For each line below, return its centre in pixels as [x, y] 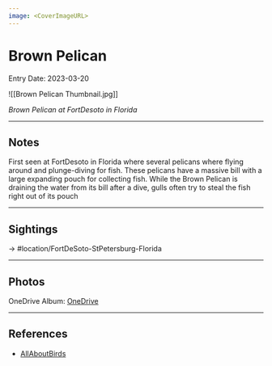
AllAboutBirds [43, 353]
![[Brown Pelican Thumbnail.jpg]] [64, 94]
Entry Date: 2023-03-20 [49, 78]
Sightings [33, 229]
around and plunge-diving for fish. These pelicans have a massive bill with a [135, 170]
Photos [27, 282]
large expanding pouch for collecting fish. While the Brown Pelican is [123, 179]
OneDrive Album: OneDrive [53, 301]
